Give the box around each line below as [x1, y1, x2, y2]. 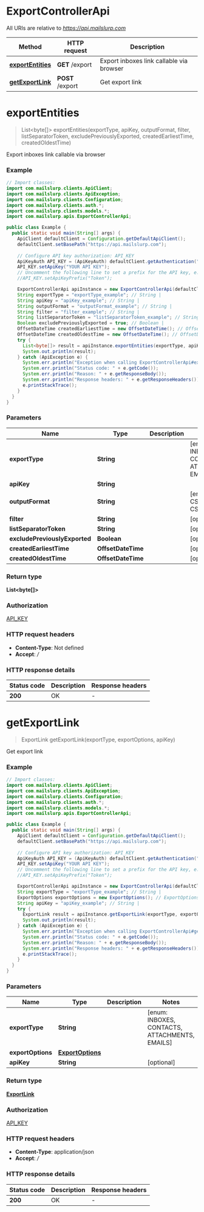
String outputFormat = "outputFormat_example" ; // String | [17, 303, 172, 309]
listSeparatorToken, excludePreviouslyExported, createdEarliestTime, [21, 132, 194, 140]
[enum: [147, 1008, 168, 1016]
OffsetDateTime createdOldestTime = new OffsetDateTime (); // [17, 332, 178, 338]
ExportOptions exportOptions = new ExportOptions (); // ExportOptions [17, 894, 200, 900]
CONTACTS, [147, 1023, 183, 1032]
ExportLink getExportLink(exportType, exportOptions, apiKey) [21, 736, 175, 743]
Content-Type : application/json [15, 1148, 94, 1156]
